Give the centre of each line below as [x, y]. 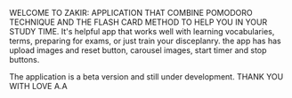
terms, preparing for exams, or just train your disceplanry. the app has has [146, 41]
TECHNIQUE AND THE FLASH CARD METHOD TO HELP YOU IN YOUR [138, 22]
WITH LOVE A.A [39, 86]
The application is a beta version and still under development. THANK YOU [146, 77]
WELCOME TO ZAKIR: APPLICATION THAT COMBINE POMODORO [131, 13]
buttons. [24, 60]
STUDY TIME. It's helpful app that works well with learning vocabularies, [142, 31]
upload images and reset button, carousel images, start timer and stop [138, 50]
